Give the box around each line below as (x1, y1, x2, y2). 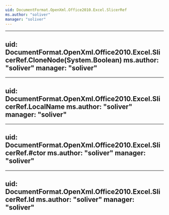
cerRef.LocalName (5, 102, 65, 111)
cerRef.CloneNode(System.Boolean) (5, 56, 122, 64)
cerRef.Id (5, 195, 35, 204)
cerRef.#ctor (5, 149, 46, 158)
